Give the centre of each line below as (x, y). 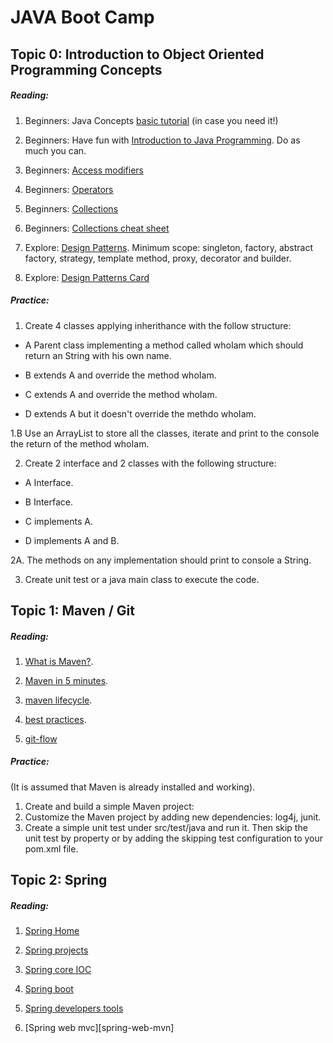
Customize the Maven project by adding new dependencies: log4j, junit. (173, 817)
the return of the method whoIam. (80, 443)
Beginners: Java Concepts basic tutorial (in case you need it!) (151, 120)
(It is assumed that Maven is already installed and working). (133, 787)
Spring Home (52, 931)
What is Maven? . (59, 661)
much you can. (55, 150)
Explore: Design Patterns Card (87, 277)
